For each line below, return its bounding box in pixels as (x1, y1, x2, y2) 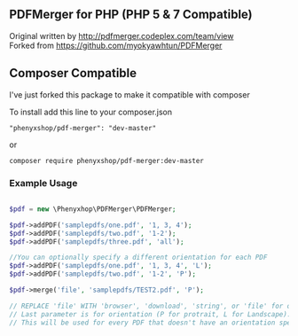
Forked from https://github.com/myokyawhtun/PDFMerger (9, 40, 223, 51)
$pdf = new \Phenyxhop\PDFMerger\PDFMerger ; (9, 204, 176, 214)
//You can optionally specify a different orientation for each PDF (9, 253, 268, 262)
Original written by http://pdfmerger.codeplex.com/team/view (9, 30, 234, 41)
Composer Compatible (9, 66, 137, 81)
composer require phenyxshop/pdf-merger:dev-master (9, 156, 204, 165)
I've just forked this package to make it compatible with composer (9, 89, 250, 100)
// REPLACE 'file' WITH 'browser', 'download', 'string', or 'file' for (9, 301, 284, 310)
